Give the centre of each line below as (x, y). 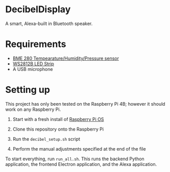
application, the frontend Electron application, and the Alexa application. (81, 164)
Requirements (36, 44)
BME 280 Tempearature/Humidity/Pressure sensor (66, 58)
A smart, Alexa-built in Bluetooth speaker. (49, 23)
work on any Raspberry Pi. (33, 109)
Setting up (28, 90)
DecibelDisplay (38, 9)
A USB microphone (33, 69)
